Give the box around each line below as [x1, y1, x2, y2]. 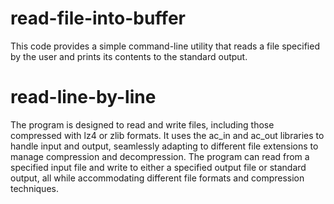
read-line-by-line [10, 86, 157, 109]
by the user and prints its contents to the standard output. [10, 50, 248, 62]
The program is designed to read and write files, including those [10, 118, 275, 131]
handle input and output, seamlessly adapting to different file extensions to [10, 140, 319, 152]
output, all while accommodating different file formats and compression [10, 172, 305, 184]
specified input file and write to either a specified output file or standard [10, 161, 307, 173]
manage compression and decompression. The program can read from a [10, 150, 310, 162]
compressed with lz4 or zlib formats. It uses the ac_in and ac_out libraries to [10, 129, 325, 141]
